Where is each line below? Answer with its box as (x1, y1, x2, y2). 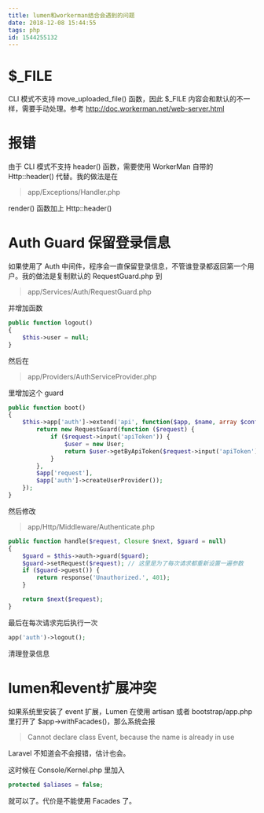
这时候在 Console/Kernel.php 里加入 (8, 765, 125, 775)
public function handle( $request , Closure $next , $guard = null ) (8, 537, 227, 545)
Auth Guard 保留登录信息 (8, 234, 171, 252)
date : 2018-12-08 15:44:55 (8, 19, 97, 27)
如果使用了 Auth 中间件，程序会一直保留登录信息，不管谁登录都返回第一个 (8, 262, 247, 271)
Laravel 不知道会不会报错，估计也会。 (8, 748, 130, 758)
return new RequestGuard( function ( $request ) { (36, 426, 195, 434)
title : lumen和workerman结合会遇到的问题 (8, 11, 135, 20)
